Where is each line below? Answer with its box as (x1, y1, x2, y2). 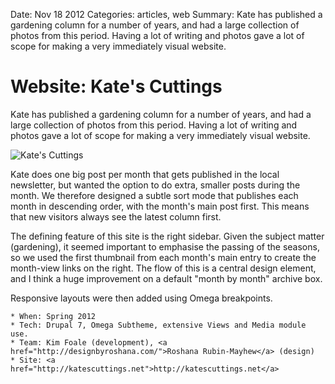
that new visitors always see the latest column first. (10, 210, 222, 223)
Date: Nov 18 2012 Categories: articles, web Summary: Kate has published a (10, 9, 323, 20)
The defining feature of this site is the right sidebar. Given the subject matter (10, 230, 325, 242)
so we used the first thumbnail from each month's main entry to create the (10, 251, 317, 263)
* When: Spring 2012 (10, 311, 97, 321)
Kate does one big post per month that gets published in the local (10, 168, 280, 180)
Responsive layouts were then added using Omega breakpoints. (10, 292, 273, 304)
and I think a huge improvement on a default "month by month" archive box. (10, 272, 323, 284)
